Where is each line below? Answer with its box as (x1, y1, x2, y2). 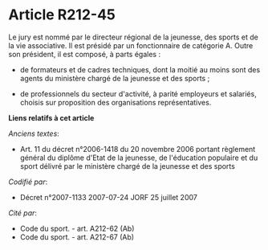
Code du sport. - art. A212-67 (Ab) (19, 232, 135, 242)
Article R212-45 (8, 6, 116, 24)
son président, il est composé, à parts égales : (8, 49, 161, 59)
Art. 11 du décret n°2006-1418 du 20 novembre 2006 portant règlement (19, 144, 256, 154)
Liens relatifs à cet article (8, 113, 95, 122)
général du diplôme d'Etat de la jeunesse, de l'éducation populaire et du (19, 153, 258, 162)
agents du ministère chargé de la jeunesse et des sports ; (19, 73, 210, 83)
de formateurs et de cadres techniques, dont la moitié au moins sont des (19, 64, 261, 74)
